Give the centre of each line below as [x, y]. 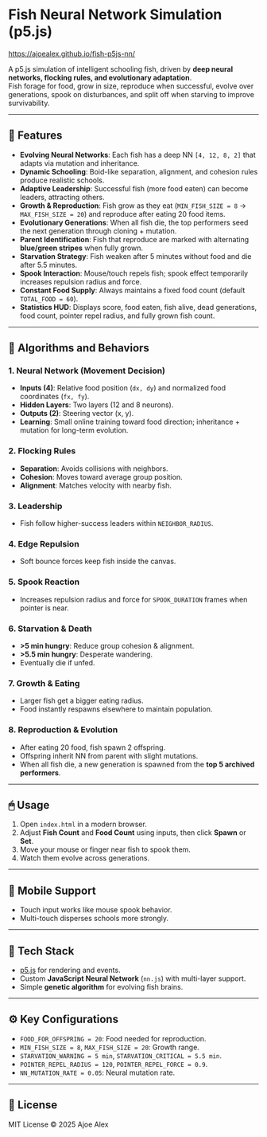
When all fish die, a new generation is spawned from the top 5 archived [137, 764]
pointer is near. [44, 608]
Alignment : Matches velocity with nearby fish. [96, 485]
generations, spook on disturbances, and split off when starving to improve [131, 94]
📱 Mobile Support [52, 890]
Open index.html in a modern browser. [83, 824]
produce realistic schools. [62, 180]
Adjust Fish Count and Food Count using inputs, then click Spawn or [133, 833]
